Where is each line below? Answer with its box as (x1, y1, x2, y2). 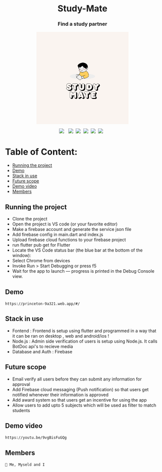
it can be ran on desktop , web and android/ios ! (12, 333, 109, 339)
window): (12, 252, 31, 258)
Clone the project (12, 216, 48, 222)
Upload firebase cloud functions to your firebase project (12, 237, 126, 243)
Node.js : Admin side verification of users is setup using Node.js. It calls (12, 338, 158, 344)
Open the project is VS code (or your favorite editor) (12, 221, 118, 227)
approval (12, 381, 30, 387)
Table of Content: (5, 146, 78, 157)
